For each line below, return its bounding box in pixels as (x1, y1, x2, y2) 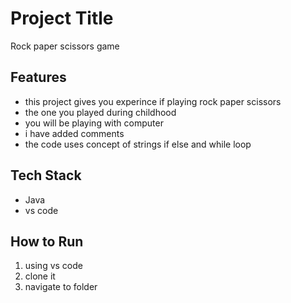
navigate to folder (24, 281, 98, 293)
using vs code (24, 260, 83, 272)
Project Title (10, 7, 114, 30)
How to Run (10, 233, 84, 250)
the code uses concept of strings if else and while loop (24, 138, 252, 150)
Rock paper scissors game (10, 40, 120, 52)
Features (10, 69, 67, 86)
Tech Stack (10, 167, 82, 184)
